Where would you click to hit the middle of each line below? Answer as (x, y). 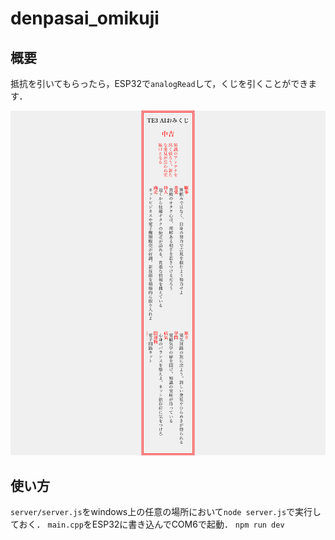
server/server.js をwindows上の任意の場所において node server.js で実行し (166, 512)
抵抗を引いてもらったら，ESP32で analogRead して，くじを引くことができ (159, 83)
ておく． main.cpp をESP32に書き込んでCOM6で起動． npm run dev (147, 524)
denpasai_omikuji (85, 18)
